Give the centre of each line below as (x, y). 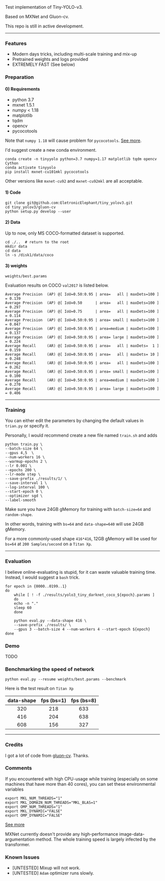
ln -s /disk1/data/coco (29, 255)
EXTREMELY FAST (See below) (43, 65)
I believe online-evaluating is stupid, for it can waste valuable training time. (81, 572)
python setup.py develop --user (38, 211)
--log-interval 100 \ (27, 487)
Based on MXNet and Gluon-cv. (37, 16)
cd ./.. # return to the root (37, 242)
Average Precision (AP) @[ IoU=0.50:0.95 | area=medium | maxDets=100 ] (82, 329)
